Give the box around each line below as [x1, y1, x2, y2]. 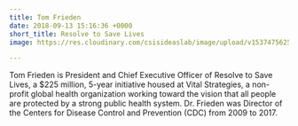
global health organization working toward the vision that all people [30, 89, 277, 99]
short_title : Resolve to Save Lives [9, 29, 145, 38]
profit [9, 89, 29, 99]
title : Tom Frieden [9, 12, 82, 22]
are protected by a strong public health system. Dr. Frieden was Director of [9, 98, 283, 109]
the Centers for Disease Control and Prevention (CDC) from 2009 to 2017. [9, 107, 278, 118]
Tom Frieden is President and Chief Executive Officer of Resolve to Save [9, 70, 273, 81]
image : [9, 37, 34, 47]
